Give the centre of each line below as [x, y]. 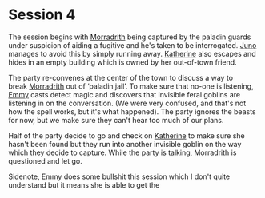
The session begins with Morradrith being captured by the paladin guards [130, 37]
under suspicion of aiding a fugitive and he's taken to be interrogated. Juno [132, 45]
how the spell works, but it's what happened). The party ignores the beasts [132, 111]
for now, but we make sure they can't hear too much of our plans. [116, 120]
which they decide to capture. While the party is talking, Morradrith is [122, 152]
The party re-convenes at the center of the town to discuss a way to [121, 77]
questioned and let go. [45, 160]
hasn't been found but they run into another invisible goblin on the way [125, 144]
